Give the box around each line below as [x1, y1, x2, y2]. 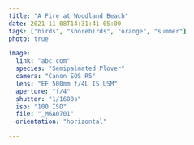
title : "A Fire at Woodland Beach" [8, 11, 129, 20]
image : [8, 50, 31, 58]
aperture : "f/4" [15, 87, 71, 95]
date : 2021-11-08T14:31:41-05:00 [8, 20, 122, 28]
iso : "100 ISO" [15, 103, 67, 111]
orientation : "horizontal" [15, 117, 107, 126]
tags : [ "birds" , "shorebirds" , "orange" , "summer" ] [8, 27, 187, 35]
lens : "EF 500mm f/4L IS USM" [15, 79, 118, 88]
